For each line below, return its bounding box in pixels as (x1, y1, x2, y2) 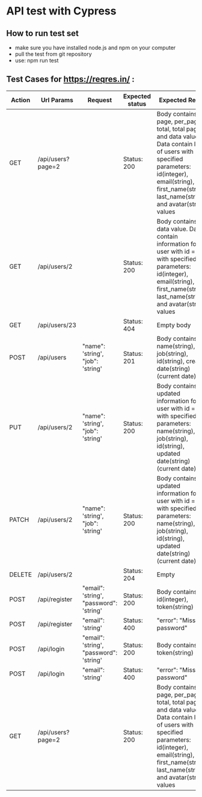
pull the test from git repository (14, 50, 92, 58)
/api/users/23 (37, 320, 77, 329)
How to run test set (6, 28, 79, 38)
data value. (156, 224, 188, 233)
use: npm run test (14, 57, 59, 64)
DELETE (9, 570, 32, 578)
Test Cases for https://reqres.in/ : (6, 74, 135, 85)
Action (11, 96, 31, 104)
